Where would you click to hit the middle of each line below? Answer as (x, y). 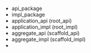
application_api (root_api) (42, 21)
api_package (27, 8)
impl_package (28, 15)
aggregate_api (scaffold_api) (45, 33)
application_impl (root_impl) (45, 27)
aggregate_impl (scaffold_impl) (48, 39)
